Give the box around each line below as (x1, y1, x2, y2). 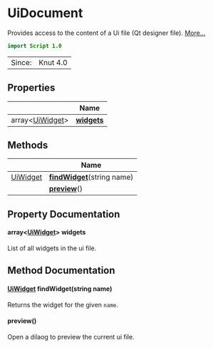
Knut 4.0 (38, 57, 68, 67)
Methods (7, 139, 48, 151)
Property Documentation (7, 208, 120, 220)
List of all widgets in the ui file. (7, 244, 97, 252)
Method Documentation (7, 265, 115, 277)
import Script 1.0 (7, 42, 62, 49)
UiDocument (7, 5, 83, 21)
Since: (11, 57, 32, 67)
